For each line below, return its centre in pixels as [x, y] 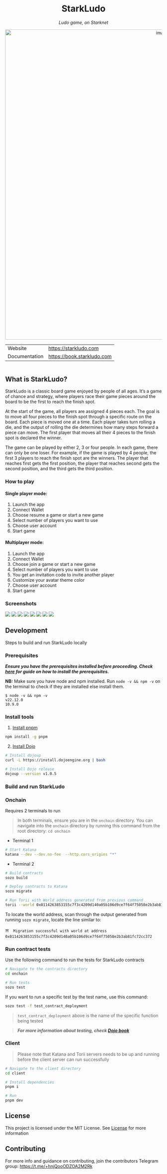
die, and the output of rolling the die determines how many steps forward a [82, 427]
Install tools [19, 717]
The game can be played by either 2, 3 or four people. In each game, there [82, 448]
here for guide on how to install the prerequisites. [57, 671]
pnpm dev [14, 1101]
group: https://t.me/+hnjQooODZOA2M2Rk [49, 1166]
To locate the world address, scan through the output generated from [76, 914]
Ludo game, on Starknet [83, 22]
